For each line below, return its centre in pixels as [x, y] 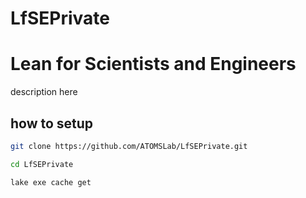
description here [44, 92]
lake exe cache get [51, 182]
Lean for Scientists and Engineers [153, 64]
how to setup [52, 123]
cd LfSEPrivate [42, 164]
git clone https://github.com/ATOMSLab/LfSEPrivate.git [129, 146]
